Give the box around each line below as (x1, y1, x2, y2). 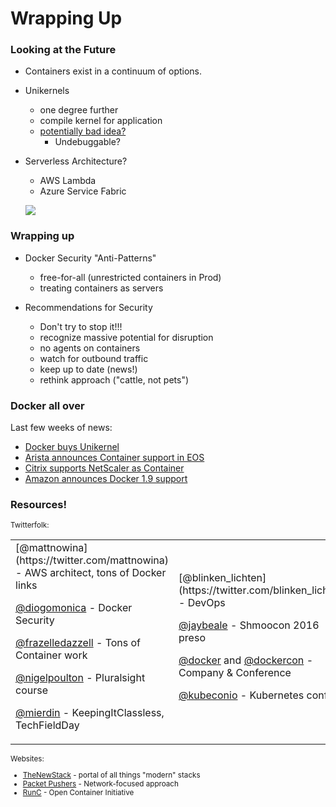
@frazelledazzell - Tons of (15, 636, 142, 650)
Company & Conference (178, 666, 292, 680)
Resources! (10, 498, 67, 511)
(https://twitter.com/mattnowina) (15, 553, 170, 567)
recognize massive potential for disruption (39, 331, 214, 343)
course (15, 683, 48, 697)
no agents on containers (39, 342, 141, 354)
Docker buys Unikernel (24, 441, 120, 453)
